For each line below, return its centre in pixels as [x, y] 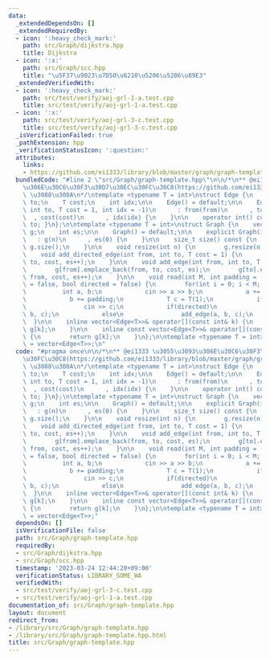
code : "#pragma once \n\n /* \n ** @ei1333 [82, 352]
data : [17, 16]
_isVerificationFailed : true [64, 135]
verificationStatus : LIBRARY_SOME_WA [79, 576]
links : [34, 165]
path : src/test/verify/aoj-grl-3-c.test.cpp [98, 120]
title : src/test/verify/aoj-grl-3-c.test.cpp [100, 128]
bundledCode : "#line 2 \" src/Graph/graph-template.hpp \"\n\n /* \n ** [131, 180]
